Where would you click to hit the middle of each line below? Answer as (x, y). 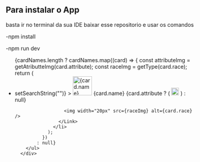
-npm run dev (23, 48)
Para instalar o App (43, 10)
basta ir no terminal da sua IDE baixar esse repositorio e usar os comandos (100, 24)
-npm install (21, 37)
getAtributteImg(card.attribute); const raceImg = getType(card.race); (101, 66)
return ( (24, 73)
